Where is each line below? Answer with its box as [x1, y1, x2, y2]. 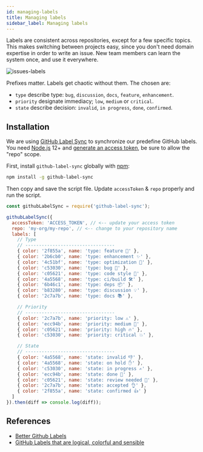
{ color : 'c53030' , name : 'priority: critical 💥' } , [17, 332, 155, 338]
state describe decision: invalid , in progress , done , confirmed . [15, 104, 173, 111]
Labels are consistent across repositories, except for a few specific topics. [6, 37, 192, 44]
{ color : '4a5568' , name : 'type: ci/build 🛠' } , [17, 276, 144, 282]
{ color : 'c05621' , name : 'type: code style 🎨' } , [17, 270, 148, 276]
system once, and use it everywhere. [6, 56, 99, 64]
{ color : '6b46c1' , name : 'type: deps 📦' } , [17, 282, 134, 288]
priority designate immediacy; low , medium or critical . [15, 98, 154, 105]
